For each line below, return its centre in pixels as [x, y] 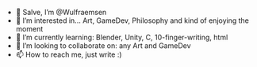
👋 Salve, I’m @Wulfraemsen [61, 12]
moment [29, 29]
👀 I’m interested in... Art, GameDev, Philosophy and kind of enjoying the [132, 20]
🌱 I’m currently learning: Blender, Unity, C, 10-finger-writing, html [122, 37]
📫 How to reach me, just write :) [69, 54]
